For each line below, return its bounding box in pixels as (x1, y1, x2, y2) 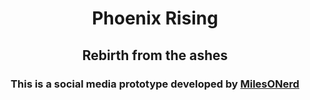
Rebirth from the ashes (81, 47, 229, 64)
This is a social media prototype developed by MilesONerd (10, 77, 300, 91)
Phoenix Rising (91, 7, 219, 30)
